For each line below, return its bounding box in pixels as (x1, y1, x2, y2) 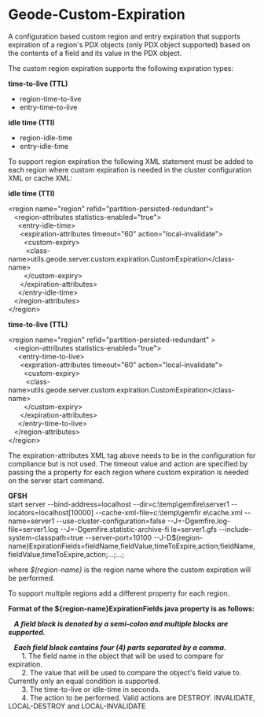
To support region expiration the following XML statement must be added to (8, 156, 254, 166)
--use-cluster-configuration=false (56, 516, 167, 526)
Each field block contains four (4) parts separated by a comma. (13, 642, 226, 652)
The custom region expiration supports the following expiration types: (8, 63, 234, 72)
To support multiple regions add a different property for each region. (8, 589, 230, 598)
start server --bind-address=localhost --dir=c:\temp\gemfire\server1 (8, 499, 229, 509)
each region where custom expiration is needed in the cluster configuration (8, 165, 251, 174)
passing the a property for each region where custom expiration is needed (8, 467, 249, 477)
